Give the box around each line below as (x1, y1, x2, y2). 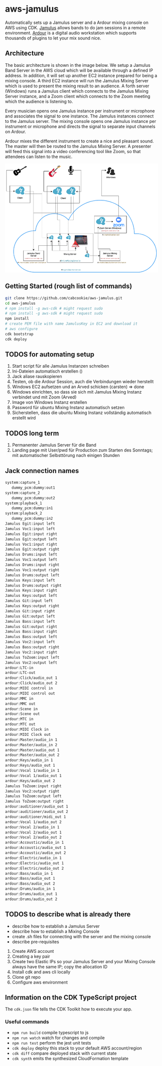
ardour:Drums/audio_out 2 (5, 896, 57, 902)
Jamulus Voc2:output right (5, 789, 60, 793)
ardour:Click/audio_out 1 (5, 675, 57, 681)
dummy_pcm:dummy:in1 (11, 506, 53, 511)
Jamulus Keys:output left (5, 593, 57, 598)
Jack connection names (5, 467, 79, 475)
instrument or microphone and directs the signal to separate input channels (5, 123, 156, 129)
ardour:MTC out (5, 722, 36, 727)
